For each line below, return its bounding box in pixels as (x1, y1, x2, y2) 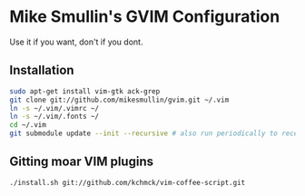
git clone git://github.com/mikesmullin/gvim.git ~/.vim (9, 95, 230, 104)
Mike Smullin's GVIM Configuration (9, 6, 280, 27)
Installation (9, 63, 74, 78)
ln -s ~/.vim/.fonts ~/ (9, 112, 100, 122)
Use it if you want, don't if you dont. (9, 36, 143, 47)
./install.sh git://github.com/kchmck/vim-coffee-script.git (9, 178, 246, 187)
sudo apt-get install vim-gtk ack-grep (9, 86, 161, 96)
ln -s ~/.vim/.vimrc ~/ (9, 103, 100, 113)
